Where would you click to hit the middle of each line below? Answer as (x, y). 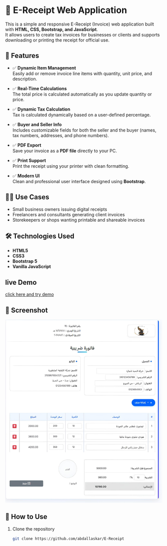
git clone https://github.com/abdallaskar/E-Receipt (68, 538)
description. (25, 79)
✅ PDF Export (27, 145)
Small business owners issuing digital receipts (60, 209)
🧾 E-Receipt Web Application (66, 10)
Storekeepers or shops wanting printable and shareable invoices (79, 220)
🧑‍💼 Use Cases (27, 197)
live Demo (21, 282)
